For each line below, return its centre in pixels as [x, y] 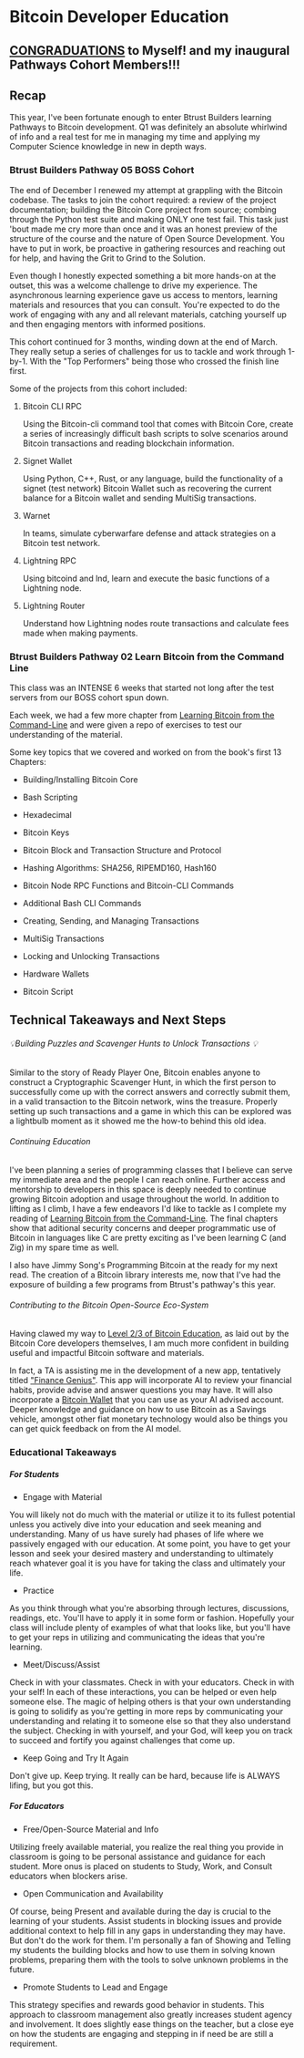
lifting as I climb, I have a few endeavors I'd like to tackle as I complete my [148, 1208]
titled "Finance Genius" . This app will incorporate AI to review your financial [151, 1380]
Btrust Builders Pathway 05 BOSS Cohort [102, 171]
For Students [35, 1474]
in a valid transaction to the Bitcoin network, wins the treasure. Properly [143, 1101]
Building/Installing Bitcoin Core [80, 779]
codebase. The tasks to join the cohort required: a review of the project [143, 200]
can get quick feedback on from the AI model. [96, 1428]
